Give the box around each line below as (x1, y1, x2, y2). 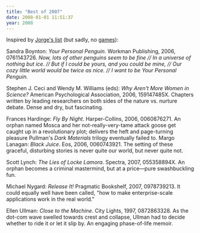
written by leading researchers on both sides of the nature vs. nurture (6, 97, 178, 105)
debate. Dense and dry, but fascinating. (6, 104, 103, 111)
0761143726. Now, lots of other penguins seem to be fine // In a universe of (6, 54, 191, 62)
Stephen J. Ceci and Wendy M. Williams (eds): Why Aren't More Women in (6, 85, 189, 92)
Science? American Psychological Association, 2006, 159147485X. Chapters (6, 91, 194, 99)
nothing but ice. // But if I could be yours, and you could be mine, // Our (6, 60, 182, 68)
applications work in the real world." (6, 195, 94, 203)
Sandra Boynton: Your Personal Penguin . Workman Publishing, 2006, (6, 48, 176, 55)
